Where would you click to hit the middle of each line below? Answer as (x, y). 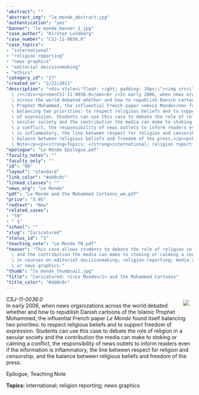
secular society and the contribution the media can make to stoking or (92, 337)
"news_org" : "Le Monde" (36, 188)
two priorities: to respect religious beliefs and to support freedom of (89, 324)
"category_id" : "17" (32, 78)
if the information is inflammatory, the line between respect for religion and (97, 350)
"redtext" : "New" (28, 205)
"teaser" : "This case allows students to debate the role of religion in (99, 249)
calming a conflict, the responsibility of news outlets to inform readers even (98, 343)
